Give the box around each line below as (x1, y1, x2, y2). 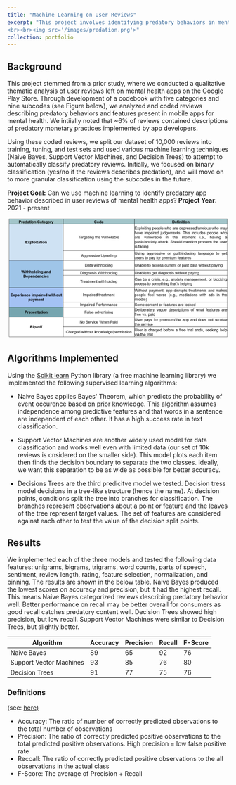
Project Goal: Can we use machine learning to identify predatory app (7, 189, 207, 197)
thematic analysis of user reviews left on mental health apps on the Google (7, 87, 223, 95)
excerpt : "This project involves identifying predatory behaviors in (7, 18, 216, 26)
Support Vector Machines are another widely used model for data (17, 435, 207, 444)
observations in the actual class (17, 762, 110, 770)
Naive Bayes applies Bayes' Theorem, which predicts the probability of (17, 392, 223, 400)
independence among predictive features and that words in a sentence (17, 407, 223, 415)
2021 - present (7, 204, 51, 212)
